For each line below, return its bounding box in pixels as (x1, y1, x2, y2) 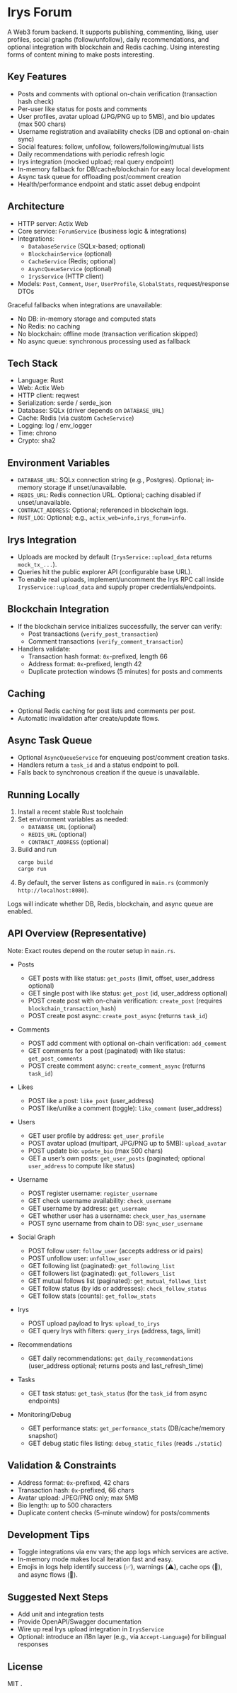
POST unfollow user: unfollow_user (28, 1254, 132, 1262)
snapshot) (28, 1431, 58, 1440)
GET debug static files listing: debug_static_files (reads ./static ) (28, 1439, 223, 1447)
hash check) (17, 97, 54, 106)
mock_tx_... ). (17, 560, 57, 569)
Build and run (17, 845, 57, 854)
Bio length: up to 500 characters (17, 1500, 112, 1509)
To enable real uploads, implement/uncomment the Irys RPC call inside (17, 575, 224, 583)
